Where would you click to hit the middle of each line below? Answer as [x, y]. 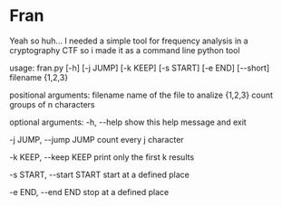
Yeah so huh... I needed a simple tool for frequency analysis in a [129, 41]
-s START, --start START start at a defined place [100, 174]
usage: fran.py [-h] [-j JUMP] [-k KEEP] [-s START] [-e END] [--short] [140, 68]
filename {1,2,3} [39, 77]
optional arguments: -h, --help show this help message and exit [128, 122]
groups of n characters [52, 104]
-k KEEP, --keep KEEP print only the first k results [102, 157]
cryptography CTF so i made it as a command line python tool [125, 50]
